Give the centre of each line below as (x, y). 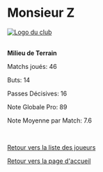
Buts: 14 (18, 80)
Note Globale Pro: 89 (37, 107)
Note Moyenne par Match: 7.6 (50, 120)
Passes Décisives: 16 (37, 93)
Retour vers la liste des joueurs (51, 147)
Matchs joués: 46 (32, 66)
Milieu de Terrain (32, 53)
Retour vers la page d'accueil (49, 161)
